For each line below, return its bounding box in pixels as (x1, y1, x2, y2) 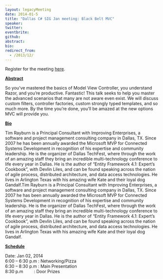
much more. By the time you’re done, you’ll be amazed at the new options (5, 106, 153, 112)
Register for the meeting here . (5, 66, 65, 72)
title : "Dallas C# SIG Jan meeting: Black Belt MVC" (5, 16, 115, 21)
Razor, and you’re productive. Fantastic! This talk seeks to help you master (5, 90, 155, 96)
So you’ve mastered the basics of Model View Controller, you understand (5, 85, 152, 91)
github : (5, 35, 21, 40)
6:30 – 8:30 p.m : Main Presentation (5, 263, 77, 269)
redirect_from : (5, 48, 36, 53)
